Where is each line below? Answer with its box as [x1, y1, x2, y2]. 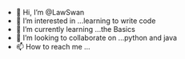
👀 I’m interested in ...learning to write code [15, 16, 156, 26]
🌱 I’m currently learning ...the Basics [15, 25, 136, 33]
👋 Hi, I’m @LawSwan [15, 8, 85, 17]
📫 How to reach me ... [15, 42, 90, 51]
